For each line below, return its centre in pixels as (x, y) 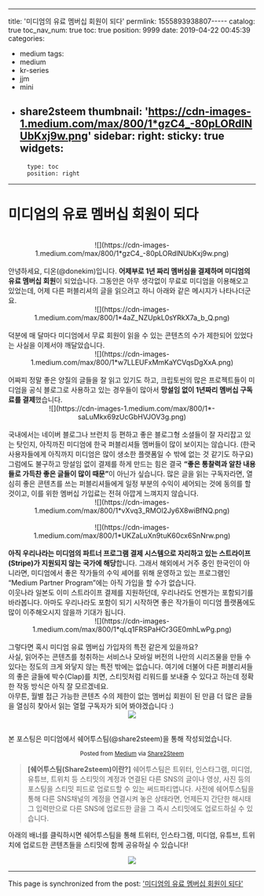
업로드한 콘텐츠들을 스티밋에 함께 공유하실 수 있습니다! (105, 844)
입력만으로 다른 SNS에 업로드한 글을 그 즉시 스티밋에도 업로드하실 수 (140, 808)
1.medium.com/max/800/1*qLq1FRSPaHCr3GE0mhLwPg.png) (132, 629)
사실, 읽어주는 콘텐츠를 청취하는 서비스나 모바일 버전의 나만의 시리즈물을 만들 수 (130, 656)
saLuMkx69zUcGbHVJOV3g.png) (132, 416)
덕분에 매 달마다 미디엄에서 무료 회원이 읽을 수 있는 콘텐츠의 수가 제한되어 (120, 335)
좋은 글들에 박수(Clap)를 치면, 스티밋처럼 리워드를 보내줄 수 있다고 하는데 (128, 676)
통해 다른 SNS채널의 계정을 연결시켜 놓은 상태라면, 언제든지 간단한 (128, 799)
